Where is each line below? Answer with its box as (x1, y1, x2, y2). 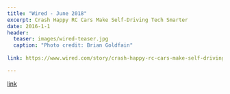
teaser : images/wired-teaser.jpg (13, 36, 109, 43)
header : (7, 29, 29, 36)
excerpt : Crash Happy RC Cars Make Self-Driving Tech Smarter (7, 16, 188, 23)
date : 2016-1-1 (7, 23, 51, 30)
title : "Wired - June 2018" (7, 10, 88, 17)
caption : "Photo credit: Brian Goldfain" (13, 42, 133, 49)
